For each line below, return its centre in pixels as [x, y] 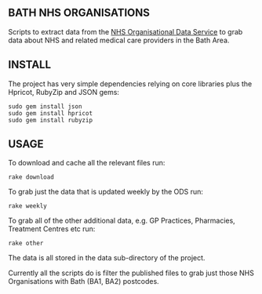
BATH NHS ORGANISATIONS [79, 13]
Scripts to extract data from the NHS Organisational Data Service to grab [126, 31]
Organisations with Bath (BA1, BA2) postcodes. [84, 281]
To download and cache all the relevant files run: [87, 163]
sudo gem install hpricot [50, 113]
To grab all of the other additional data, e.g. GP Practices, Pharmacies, [122, 221]
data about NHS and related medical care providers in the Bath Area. [119, 40]
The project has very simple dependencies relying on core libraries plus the [130, 83]
